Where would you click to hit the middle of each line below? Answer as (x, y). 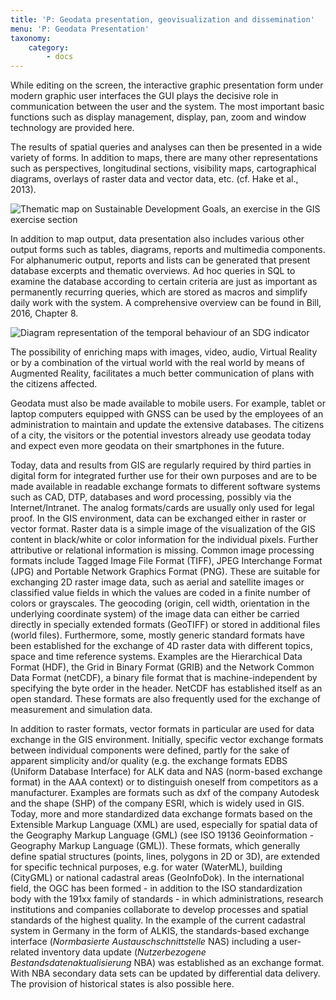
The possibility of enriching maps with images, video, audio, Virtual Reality (164, 352)
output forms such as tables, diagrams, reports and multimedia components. (168, 250)
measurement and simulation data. (81, 710)
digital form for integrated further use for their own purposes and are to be (164, 476)
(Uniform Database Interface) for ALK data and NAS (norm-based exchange (166, 772)
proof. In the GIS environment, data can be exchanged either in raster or (158, 518)
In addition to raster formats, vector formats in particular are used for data (162, 729)
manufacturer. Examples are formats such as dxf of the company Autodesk (165, 793)
